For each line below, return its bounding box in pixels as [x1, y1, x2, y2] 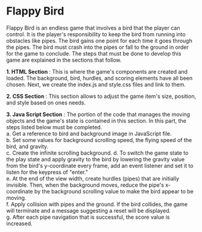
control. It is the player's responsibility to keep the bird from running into [6, 30, 186, 37]
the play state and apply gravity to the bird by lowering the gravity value [6, 155, 185, 163]
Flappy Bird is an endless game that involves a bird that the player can [6, 24, 180, 31]
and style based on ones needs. [6, 98, 86, 106]
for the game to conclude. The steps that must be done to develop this [6, 50, 181, 57]
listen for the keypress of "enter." [6, 168, 89, 176]
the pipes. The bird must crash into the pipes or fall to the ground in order [6, 43, 189, 51]
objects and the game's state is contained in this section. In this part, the [6, 117, 187, 124]
